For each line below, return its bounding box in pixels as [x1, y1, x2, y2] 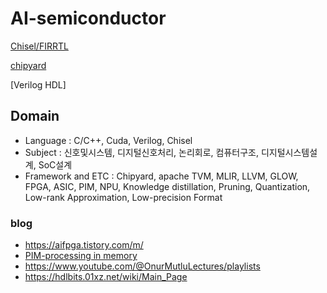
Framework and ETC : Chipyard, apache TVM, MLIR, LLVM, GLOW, [24, 170, 299, 182]
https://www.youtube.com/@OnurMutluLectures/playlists [24, 260, 261, 272]
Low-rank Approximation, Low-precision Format [24, 191, 223, 203]
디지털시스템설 [260, 146, 318, 158]
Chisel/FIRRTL [10, 40, 69, 52]
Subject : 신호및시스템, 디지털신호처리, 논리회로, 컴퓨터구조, [24, 146, 259, 158]
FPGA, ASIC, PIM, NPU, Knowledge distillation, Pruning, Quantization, [24, 180, 311, 192]
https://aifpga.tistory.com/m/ [24, 239, 144, 251]
